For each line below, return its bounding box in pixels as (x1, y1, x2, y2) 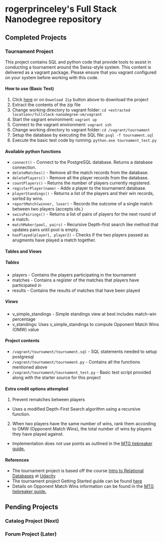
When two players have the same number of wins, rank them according (12, 421, 156, 427)
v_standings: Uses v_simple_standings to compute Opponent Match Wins (12, 321, 159, 327)
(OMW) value (12, 326, 39, 332)
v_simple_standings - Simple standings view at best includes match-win (12, 311, 157, 317)
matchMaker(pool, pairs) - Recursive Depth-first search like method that (12, 221, 159, 228)
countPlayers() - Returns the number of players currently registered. (12, 180, 151, 186)
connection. (12, 165, 37, 171)
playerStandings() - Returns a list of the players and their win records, (12, 191, 154, 196)
